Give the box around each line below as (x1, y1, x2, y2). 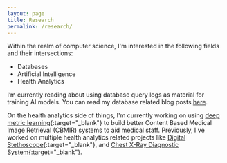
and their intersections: (7, 49, 73, 57)
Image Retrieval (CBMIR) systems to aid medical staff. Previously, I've (7, 126, 206, 135)
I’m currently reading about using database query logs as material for (7, 90, 205, 99)
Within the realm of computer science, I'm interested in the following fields (7, 42, 220, 50)
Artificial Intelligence (17, 70, 76, 78)
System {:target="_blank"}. (7, 148, 82, 156)
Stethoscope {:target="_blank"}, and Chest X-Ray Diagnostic (7, 141, 179, 149)
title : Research (7, 17, 54, 23)
